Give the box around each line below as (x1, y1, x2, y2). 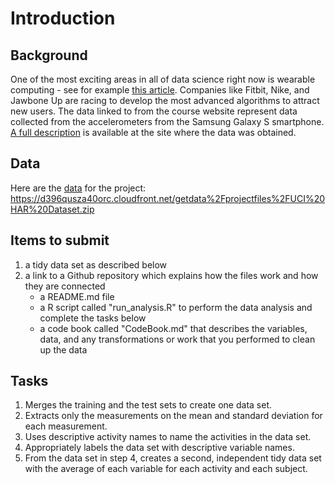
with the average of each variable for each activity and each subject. (24, 463, 308, 475)
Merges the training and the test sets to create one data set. (24, 399, 272, 411)
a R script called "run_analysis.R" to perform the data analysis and (39, 301, 313, 313)
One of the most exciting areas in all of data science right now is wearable (10, 73, 316, 85)
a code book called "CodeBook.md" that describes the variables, (39, 322, 308, 334)
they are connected (24, 280, 106, 292)
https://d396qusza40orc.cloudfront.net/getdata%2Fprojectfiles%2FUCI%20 (10, 192, 326, 204)
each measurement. (24, 420, 108, 432)
